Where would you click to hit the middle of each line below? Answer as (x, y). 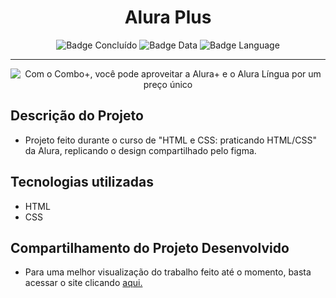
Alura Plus (168, 17)
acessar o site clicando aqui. (83, 283)
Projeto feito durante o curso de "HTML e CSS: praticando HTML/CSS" (171, 140)
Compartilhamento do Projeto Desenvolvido (150, 247)
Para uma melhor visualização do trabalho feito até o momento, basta (168, 272)
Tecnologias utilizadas (82, 182)
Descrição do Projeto (77, 116)
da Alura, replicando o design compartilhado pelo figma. (140, 150)
